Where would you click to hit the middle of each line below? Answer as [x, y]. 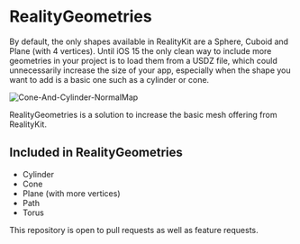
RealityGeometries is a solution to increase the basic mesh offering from [143, 114]
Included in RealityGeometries [96, 153]
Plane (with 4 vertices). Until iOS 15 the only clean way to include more [141, 50]
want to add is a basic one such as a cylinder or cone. [109, 79]
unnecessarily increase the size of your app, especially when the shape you [150, 70]
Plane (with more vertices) [71, 193]
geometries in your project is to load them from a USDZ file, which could [143, 60]
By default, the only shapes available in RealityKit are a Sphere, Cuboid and [149, 41]
